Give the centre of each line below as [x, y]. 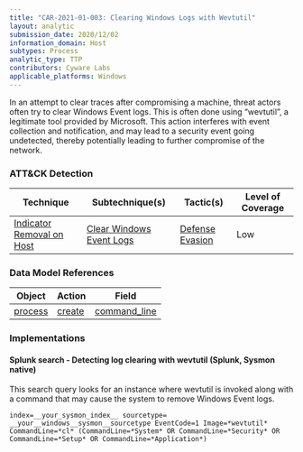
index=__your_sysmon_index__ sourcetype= [88, 416]
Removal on [39, 235]
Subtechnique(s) [129, 202]
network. [26, 150]
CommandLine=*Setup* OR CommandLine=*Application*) [108, 439]
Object [32, 296]
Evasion [197, 240]
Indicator [33, 224]
